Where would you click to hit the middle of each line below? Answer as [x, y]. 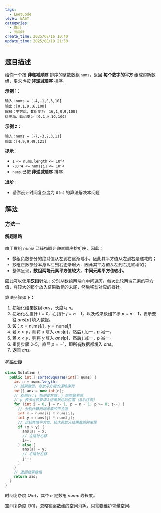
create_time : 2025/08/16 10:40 [37, 37]
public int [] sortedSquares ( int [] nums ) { [53, 377]
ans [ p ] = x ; [35, 431]
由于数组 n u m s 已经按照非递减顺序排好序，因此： [54, 248]
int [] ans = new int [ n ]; [39, 391]
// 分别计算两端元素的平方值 [43, 409]
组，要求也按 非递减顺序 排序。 [36, 81]
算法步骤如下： [20, 298]
